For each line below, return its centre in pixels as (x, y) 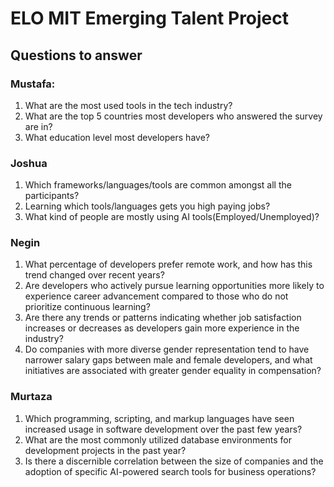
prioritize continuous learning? (87, 307)
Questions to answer (76, 55)
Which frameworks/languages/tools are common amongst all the (158, 185)
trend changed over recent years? (94, 275)
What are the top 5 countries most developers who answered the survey (173, 116)
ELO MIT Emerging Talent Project (150, 18)
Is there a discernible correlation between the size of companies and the (174, 461)
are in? (38, 126)
